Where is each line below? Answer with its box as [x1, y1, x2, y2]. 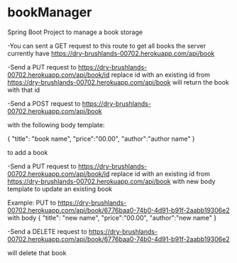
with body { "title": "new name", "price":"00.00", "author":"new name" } [7, 213, 217, 222]
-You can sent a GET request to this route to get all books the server [7, 41, 206, 50]
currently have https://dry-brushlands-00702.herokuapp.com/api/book [7, 49, 215, 58]
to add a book [7, 148, 48, 156]
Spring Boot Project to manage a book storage [7, 28, 143, 36]
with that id [7, 85, 40, 94]
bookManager [7, 4, 92, 21]
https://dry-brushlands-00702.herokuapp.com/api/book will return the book [7, 77, 229, 86]
